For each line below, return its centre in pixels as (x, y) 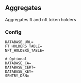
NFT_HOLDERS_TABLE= (25, 51)
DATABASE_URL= (19, 42)
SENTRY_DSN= (17, 76)
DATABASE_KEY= (19, 72)
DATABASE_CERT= (20, 68)
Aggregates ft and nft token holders (40, 19)
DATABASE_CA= (18, 63)
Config (13, 32)
